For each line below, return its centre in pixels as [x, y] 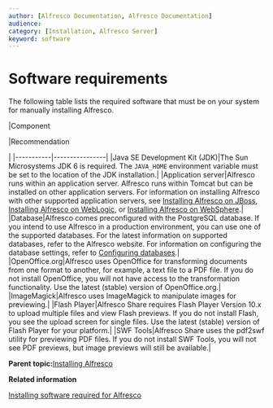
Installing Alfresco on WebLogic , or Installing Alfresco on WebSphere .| [126, 209]
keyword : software [39, 39]
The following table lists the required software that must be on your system [134, 102]
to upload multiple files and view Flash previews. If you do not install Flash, [134, 314]
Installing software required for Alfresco [75, 395]
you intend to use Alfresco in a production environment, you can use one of [135, 227]
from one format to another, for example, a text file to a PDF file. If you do [131, 270]
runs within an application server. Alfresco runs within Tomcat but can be [131, 183]
